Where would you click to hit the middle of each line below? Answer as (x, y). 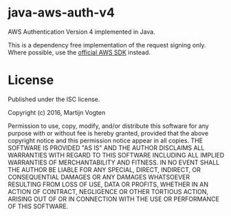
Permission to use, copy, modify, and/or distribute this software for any (108, 126)
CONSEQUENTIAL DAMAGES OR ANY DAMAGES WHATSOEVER (99, 177)
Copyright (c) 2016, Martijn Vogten (57, 112)
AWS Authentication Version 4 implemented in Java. (81, 32)
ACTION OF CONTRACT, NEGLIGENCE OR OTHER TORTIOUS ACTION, (108, 191)
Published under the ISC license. (54, 99)
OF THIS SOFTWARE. (38, 206)
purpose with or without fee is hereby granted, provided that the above (108, 133)
